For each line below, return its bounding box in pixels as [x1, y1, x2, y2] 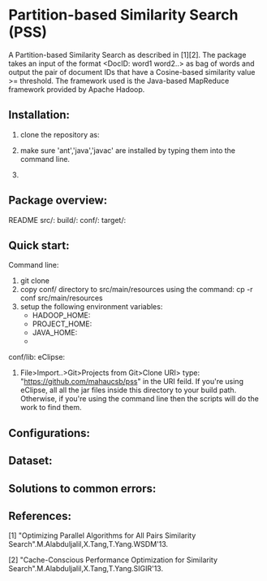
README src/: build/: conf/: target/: [8, 215, 127, 225]
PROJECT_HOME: [32, 319, 93, 329]
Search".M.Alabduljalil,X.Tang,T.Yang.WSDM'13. [8, 539, 169, 549]
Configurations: [8, 426, 91, 440]
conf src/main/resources [19, 293, 103, 303]
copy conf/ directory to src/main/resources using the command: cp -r [19, 285, 253, 295]
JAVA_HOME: [32, 328, 78, 338]
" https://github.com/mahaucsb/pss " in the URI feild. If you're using [19, 377, 243, 387]
